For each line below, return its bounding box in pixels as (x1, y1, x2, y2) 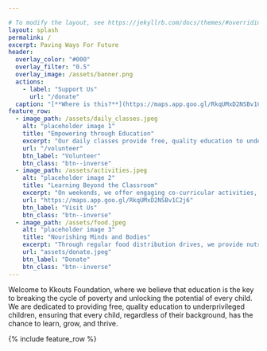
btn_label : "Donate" (22, 255, 91, 263)
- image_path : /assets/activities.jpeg (15, 166, 148, 175)
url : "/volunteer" (22, 144, 83, 152)
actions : (15, 77, 44, 86)
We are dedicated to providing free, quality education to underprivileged (8, 302, 245, 311)
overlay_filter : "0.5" (15, 63, 91, 72)
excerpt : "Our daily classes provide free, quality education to (22, 137, 244, 145)
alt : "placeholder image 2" (22, 174, 115, 182)
